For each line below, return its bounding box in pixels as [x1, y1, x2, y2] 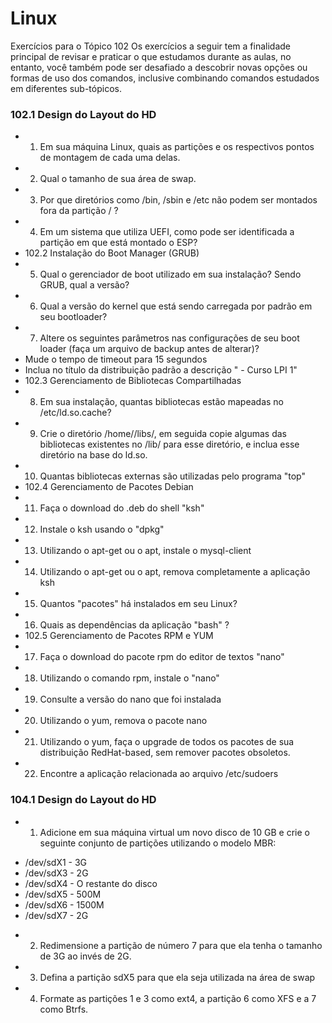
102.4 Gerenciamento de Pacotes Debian [24, 481, 194, 493]
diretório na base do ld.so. [39, 449, 148, 461]
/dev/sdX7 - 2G [24, 909, 89, 921]
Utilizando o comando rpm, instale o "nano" [39, 672, 220, 684]
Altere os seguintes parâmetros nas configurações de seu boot [39, 332, 300, 344]
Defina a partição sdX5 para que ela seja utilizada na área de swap [39, 971, 316, 983]
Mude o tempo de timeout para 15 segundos [24, 353, 208, 366]
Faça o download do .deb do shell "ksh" [39, 502, 205, 514]
